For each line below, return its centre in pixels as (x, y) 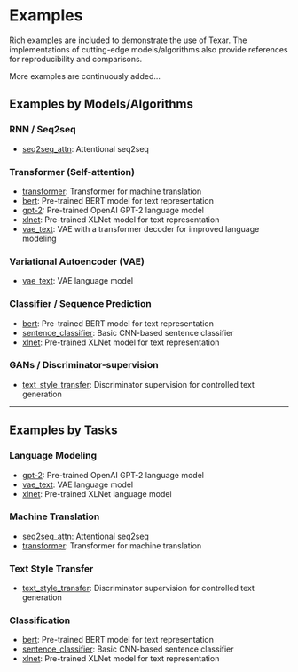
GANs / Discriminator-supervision (84, 365)
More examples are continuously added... (85, 76)
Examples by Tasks (63, 431)
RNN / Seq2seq (43, 130)
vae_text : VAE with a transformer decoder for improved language (141, 228)
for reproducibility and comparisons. (76, 59)
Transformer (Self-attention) (72, 172)
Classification (40, 620)
